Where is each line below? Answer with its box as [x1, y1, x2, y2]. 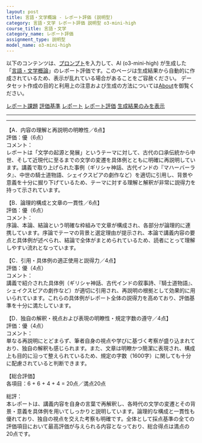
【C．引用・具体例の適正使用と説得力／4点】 [6, 256, 119, 264]
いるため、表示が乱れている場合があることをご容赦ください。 [26, 74, 180, 82]
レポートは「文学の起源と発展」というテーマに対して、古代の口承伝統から [6, 148, 191, 156]
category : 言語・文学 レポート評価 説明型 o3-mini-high [6, 20, 136, 26]
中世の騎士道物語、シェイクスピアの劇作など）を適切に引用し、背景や [19, 171, 194, 178]
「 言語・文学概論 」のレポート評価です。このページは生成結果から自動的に [6, 67, 191, 74]
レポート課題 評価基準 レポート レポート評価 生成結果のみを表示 [6, 102, 165, 109]
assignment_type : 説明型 [6, 37, 66, 43]
